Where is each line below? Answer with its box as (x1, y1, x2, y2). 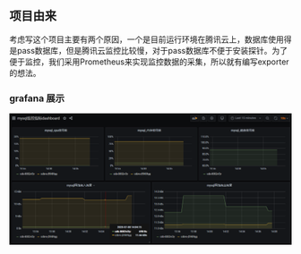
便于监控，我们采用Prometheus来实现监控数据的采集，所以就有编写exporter (9, 56, 289, 67)
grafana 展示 (9, 92, 65, 105)
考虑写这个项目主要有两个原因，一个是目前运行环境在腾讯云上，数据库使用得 (9, 34, 292, 45)
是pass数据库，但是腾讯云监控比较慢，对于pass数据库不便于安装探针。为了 (9, 45, 288, 55)
